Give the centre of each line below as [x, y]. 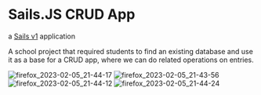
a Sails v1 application [42, 36]
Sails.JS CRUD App [72, 15]
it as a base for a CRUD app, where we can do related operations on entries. [131, 60]
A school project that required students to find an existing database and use [130, 51]
